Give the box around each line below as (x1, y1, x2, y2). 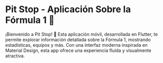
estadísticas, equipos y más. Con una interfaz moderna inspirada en (5, 42, 148, 48)
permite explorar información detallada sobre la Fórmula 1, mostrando (5, 37, 151, 43)
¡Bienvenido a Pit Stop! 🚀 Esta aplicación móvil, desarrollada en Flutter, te (5, 31, 158, 37)
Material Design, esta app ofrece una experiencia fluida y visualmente (5, 47, 151, 53)
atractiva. (5, 52, 25, 59)
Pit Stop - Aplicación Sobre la (5, 4, 131, 15)
